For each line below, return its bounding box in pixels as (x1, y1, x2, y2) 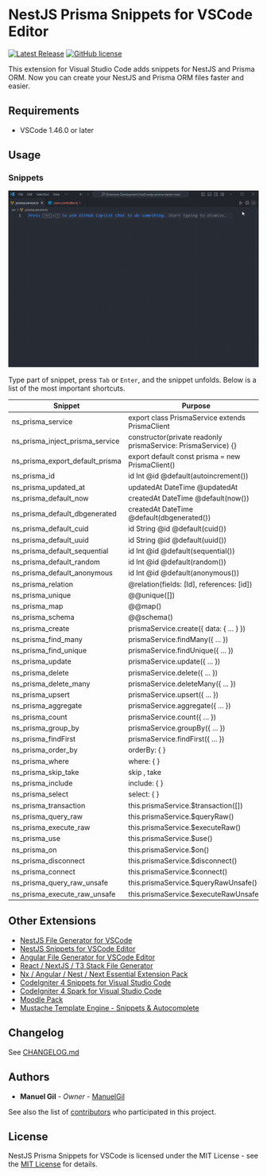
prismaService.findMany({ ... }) (128, 634, 229, 644)
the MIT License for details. (8, 1159, 98, 1169)
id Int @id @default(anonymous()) (128, 568, 240, 578)
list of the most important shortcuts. (8, 384, 126, 393)
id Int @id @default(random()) (128, 557, 226, 567)
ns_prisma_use (11, 834, 61, 843)
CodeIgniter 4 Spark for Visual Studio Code (19, 986, 162, 995)
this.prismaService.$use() (128, 834, 213, 843)
